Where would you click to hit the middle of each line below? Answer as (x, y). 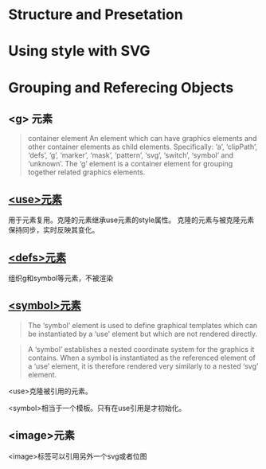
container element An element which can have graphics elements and (142, 139)
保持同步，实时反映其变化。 (54, 230)
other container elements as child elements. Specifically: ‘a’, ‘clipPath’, (142, 147)
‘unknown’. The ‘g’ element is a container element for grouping (130, 164)
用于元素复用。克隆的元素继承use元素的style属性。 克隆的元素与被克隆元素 (131, 220)
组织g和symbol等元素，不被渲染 (61, 278)
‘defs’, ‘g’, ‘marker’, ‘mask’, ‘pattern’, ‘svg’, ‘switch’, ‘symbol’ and (130, 155)
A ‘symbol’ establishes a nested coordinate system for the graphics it (141, 349)
